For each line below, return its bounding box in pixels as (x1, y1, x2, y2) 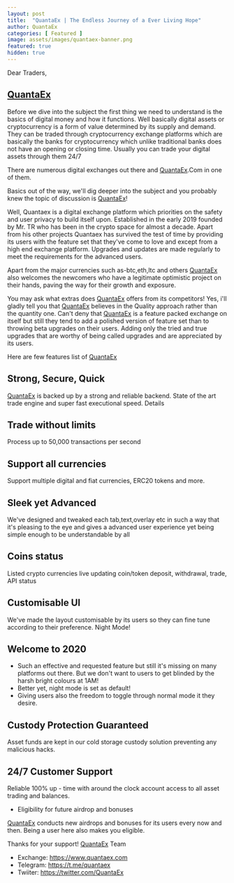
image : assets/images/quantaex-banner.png (7, 36, 133, 43)
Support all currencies (7, 458, 107, 470)
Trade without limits (7, 419, 96, 431)
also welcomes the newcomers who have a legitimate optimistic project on (7, 273, 221, 281)
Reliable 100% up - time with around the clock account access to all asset (7, 784, 220, 792)
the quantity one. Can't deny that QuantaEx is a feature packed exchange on (7, 309, 227, 317)
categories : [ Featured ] (7, 29, 82, 37)
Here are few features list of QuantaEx (7, 352, 117, 361)
